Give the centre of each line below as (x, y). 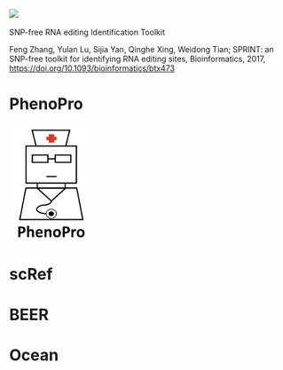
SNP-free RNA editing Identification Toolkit (87, 32)
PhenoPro (46, 104)
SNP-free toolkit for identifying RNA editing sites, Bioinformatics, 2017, (138, 59)
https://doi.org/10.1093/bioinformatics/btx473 (92, 68)
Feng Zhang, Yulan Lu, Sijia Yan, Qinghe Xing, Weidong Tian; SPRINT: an (141, 49)
